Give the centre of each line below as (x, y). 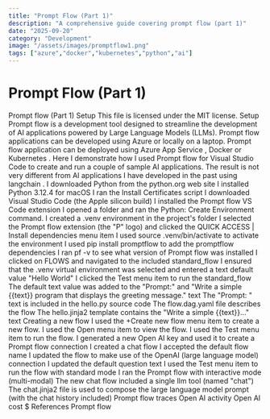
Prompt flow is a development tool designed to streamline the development (133, 124)
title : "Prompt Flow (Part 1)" (61, 16)
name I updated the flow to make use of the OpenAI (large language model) (134, 355)
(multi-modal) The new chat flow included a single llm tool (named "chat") (131, 380)
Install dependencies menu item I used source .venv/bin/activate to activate (134, 235)
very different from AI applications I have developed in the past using (123, 175)
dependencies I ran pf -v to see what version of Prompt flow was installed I (133, 252)
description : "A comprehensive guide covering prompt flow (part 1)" (128, 23)
